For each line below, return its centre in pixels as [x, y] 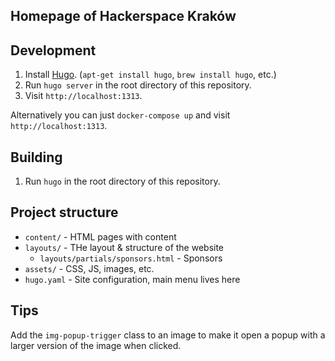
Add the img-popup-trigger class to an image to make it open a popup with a [168, 335]
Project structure [64, 212]
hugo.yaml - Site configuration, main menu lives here [132, 279]
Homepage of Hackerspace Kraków [123, 16]
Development [53, 50]
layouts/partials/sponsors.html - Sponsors [131, 258]
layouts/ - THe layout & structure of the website [124, 247]
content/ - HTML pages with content [100, 236]
